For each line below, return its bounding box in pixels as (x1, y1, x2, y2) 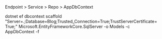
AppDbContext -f (5, 29, 40, 34)
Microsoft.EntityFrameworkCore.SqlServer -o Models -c (18, 24, 130, 29)
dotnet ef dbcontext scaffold (5, 13, 62, 19)
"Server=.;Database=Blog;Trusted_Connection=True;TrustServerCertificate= (5, 19, 158, 24)
